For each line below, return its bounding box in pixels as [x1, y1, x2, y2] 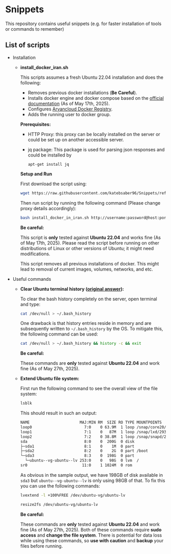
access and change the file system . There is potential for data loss [20, 532, 162, 538]
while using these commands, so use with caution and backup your [20, 537, 164, 543]
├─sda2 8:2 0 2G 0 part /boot [20, 449, 149, 454]
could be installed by [27, 152, 72, 158]
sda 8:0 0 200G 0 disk [20, 439, 135, 444]
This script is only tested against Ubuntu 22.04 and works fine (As [20, 234, 161, 240]
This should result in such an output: [20, 410, 97, 416]
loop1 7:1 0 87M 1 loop [20, 429, 135, 434]
